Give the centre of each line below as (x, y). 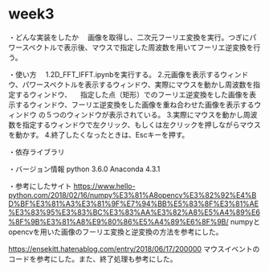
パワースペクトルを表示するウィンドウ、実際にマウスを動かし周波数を (138, 84)
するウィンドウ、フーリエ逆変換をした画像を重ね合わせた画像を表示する (134, 105)
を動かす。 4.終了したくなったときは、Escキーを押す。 (99, 134)
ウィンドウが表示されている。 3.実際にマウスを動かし (155, 114)
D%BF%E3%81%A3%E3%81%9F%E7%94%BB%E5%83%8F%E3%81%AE (134, 203)
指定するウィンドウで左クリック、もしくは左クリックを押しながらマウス (141, 125)
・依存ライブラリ (37, 152)
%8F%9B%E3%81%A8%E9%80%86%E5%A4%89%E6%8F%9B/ (118, 221)
